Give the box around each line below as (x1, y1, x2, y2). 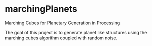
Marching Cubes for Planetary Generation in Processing (5, 20, 120, 26)
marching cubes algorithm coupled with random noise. (5, 35, 118, 41)
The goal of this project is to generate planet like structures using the (5, 29, 147, 35)
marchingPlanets (5, 3, 77, 15)
